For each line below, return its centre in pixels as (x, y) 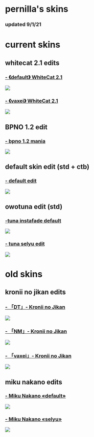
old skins (24, 274)
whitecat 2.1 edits (32, 63)
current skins (33, 45)
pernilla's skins (37, 9)
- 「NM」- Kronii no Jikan (36, 331)
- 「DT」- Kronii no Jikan (35, 307)
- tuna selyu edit (25, 244)
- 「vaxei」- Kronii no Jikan (38, 356)
